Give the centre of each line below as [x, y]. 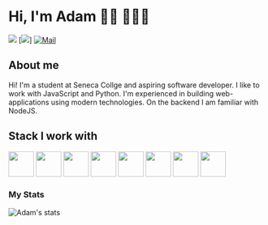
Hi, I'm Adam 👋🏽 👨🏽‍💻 [79, 17]
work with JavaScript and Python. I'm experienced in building [111, 93]
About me [34, 65]
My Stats [26, 195]
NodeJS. [23, 110]
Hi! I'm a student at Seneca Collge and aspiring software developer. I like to [134, 85]
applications [29, 102]
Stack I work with [53, 136]
